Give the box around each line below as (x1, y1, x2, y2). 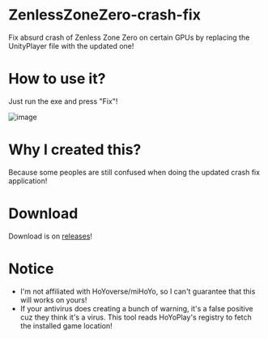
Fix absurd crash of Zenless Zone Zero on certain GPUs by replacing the (8, 32, 250, 42)
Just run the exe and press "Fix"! (8, 96, 118, 106)
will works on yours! (19, 294, 87, 305)
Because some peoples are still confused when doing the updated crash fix (8, 167, 261, 177)
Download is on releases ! (8, 231, 93, 241)
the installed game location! (19, 320, 113, 330)
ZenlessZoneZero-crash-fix (8, 6, 201, 24)
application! (8, 176, 48, 186)
